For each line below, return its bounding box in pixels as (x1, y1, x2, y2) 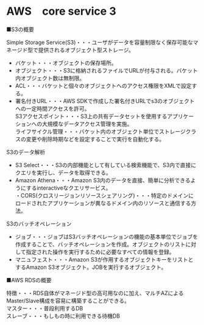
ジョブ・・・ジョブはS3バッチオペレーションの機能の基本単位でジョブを (15, 233, 199, 240)
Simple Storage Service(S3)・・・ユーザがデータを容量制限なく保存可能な (6, 38, 193, 46)
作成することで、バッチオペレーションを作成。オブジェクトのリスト (15, 240, 186, 248)
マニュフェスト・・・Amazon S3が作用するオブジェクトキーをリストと (15, 255, 194, 263)
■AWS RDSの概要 (6, 276, 52, 284)
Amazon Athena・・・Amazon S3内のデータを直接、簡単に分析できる (15, 176, 191, 184)
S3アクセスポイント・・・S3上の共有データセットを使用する (15, 112, 167, 120)
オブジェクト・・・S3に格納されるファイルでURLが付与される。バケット (15, 66, 198, 74)
